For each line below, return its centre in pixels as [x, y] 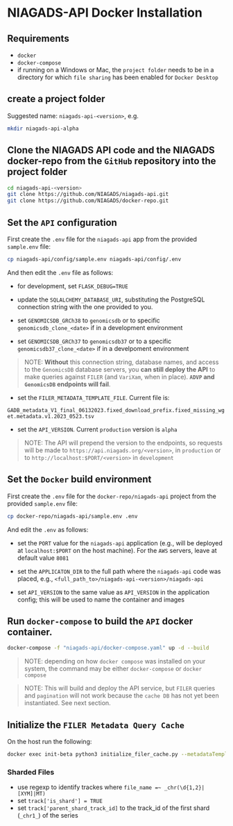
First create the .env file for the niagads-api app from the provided [102, 239]
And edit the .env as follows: [48, 529]
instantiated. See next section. [67, 703]
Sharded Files [31, 772]
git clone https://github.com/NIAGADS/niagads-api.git [88, 195]
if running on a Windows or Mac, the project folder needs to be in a [115, 70]
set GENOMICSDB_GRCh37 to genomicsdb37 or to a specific [94, 341]
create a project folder [56, 99]
